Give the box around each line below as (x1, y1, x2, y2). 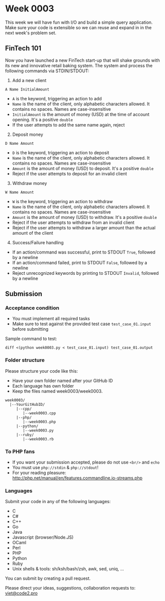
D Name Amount (5, 141, 34, 146)
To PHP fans (5, 448, 35, 455)
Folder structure (5, 357, 45, 364)
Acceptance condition (5, 304, 60, 311)
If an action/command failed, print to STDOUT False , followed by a (12, 259, 147, 265)
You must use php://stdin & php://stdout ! (12, 465, 99, 471)
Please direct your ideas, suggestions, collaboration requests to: (5, 585, 135, 591)
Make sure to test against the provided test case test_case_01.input (12, 321, 151, 327)
